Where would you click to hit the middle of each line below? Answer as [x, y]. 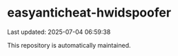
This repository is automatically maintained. [69, 45]
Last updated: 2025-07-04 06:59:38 [59, 32]
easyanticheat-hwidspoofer [89, 13]
